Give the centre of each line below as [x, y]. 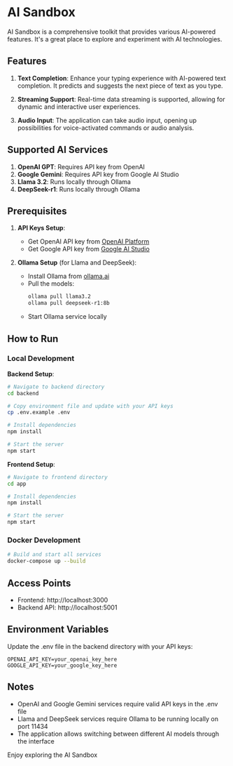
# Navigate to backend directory [56, 387]
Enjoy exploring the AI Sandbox [52, 755]
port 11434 [33, 726]
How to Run [33, 339]
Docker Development [44, 540]
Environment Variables [58, 629]
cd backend [23, 393]
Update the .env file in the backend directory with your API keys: [100, 646]
